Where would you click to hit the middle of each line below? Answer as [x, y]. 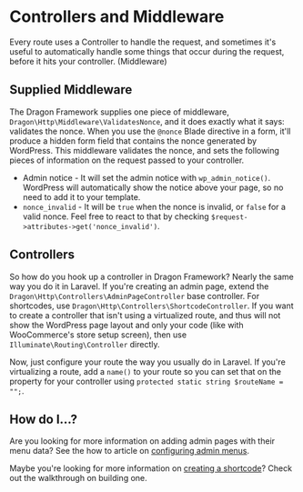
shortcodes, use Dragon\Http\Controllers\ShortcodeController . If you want [151, 306]
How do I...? [44, 419]
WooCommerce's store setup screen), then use [98, 335]
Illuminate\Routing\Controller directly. [85, 344]
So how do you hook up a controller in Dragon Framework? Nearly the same [151, 276]
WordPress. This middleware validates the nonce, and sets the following [145, 150]
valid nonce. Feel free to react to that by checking [116, 216]
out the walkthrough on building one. [78, 478]
